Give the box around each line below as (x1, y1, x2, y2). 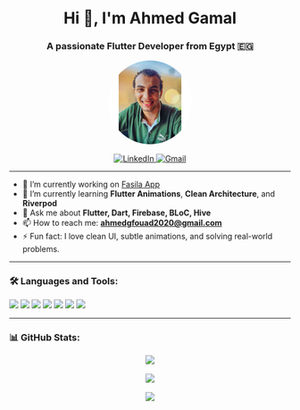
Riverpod (21, 198, 58, 209)
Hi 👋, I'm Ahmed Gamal (63, 8, 237, 29)
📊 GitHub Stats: (9, 331, 80, 343)
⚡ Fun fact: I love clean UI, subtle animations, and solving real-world (21, 231, 273, 242)
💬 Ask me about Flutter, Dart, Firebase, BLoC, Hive (21, 207, 212, 218)
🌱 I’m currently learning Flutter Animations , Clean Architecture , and (21, 188, 275, 199)
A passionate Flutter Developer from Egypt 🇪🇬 (46, 40, 254, 53)
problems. (21, 244, 60, 255)
